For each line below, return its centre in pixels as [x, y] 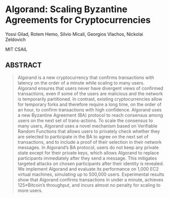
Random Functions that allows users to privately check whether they [89, 131]
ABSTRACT [23, 65]
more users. [30, 190]
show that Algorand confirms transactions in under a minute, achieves [90, 180]
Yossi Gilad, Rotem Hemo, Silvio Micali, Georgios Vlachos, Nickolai [74, 34]
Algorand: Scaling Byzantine [66, 9]
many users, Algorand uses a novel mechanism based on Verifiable [88, 126]
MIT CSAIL [16, 49]
